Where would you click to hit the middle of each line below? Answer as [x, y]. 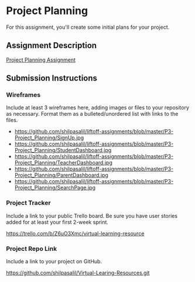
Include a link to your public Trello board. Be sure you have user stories [92, 216]
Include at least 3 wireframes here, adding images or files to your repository [97, 108]
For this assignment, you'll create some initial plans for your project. [88, 27]
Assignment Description [52, 46]
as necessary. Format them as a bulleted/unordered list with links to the [92, 114]
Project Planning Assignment [41, 59]
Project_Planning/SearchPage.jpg [55, 188]
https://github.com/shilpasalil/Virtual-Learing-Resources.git [78, 273]
